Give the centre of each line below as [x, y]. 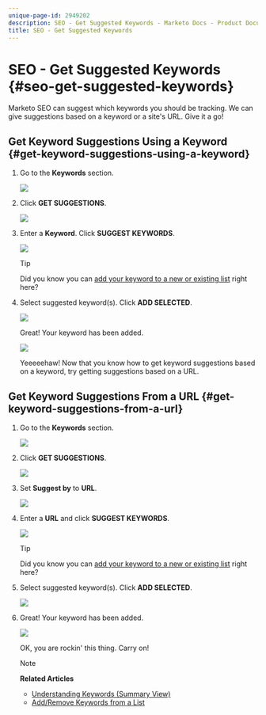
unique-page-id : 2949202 [49, 15]
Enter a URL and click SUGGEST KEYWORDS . [95, 518]
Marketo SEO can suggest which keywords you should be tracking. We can [131, 108]
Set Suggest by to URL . [58, 488]
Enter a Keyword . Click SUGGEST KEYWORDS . [97, 234]
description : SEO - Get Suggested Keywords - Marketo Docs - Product [125, 23]
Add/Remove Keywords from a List [88, 702]
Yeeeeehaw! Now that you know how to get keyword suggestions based [137, 363]
